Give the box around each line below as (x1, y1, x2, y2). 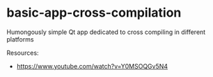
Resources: (6, 49, 39, 57)
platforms (6, 35, 34, 43)
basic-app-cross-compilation (6, 5, 182, 21)
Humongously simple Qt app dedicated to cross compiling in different (6, 28, 206, 36)
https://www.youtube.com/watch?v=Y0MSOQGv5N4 (16, 62, 168, 70)
